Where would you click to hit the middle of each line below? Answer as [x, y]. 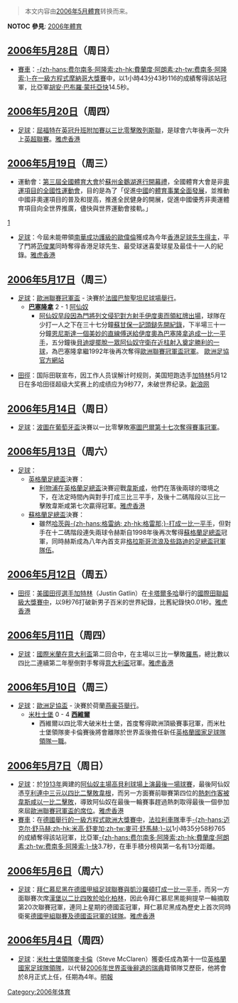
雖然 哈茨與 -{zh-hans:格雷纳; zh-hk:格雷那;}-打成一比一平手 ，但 [132, 523]
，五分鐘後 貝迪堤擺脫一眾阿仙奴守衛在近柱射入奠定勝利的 [129, 342]
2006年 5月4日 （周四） [59, 940]
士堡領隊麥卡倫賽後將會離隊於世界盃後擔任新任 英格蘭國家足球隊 [132, 732]
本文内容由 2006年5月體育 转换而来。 [78, 11]
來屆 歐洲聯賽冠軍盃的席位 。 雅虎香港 [71, 811]
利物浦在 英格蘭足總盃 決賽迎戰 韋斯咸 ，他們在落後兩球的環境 [126, 488]
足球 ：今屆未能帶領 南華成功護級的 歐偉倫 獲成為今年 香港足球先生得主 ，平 [123, 237]
